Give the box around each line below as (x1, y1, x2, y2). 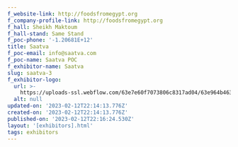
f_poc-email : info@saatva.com (7, 50, 97, 57)
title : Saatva (7, 43, 50, 50)
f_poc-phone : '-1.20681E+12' (7, 37, 93, 44)
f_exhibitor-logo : (7, 76, 62, 83)
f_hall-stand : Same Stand (7, 30, 84, 37)
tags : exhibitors (7, 129, 59, 136)
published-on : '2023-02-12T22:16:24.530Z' (7, 115, 135, 122)
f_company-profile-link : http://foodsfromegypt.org (7, 17, 163, 24)
